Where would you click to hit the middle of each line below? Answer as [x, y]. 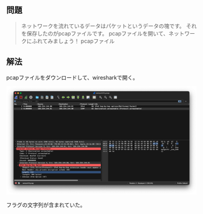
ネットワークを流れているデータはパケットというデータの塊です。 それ [109, 26]
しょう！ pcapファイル [86, 41]
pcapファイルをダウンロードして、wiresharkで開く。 [72, 77]
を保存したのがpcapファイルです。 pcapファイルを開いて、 [95, 33]
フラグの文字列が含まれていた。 [46, 205]
